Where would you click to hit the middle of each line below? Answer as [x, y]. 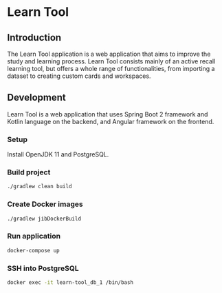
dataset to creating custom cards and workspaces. [79, 76]
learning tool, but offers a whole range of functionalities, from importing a [111, 69]
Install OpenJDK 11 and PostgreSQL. [58, 154]
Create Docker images [45, 204]
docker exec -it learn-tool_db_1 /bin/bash [70, 282]
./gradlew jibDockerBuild [44, 219]
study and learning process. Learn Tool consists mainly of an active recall [111, 61]
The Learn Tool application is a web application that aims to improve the [109, 54]
